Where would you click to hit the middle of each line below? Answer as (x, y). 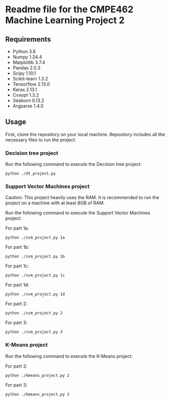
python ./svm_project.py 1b (35, 257)
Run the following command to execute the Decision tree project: (74, 164)
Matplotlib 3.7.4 (29, 62)
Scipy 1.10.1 (24, 73)
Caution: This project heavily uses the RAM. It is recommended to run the (82, 198)
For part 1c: (17, 266)
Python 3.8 (24, 51)
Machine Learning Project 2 (65, 20)
